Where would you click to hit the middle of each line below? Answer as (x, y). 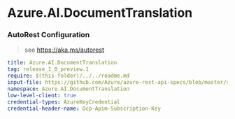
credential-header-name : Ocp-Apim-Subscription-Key (84, 108)
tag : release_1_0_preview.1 (48, 69)
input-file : (24, 83)
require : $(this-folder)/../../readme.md (69, 76)
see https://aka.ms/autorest (64, 50)
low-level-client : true (42, 95)
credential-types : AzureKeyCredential (64, 102)
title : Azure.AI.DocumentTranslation (62, 63)
